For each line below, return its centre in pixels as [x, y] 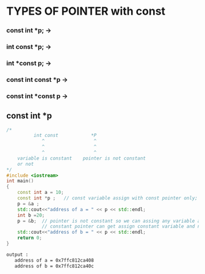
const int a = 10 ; [41, 193]
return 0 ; [30, 238]
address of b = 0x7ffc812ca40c [54, 266]
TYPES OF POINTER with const [86, 11]
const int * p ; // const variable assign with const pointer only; [108, 198]
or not [26, 164]
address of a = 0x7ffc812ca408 [54, 260]
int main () [20, 181]
